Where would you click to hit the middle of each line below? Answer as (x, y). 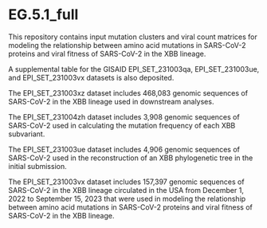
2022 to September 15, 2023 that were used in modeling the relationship (127, 199)
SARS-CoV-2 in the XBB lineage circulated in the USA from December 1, (126, 190)
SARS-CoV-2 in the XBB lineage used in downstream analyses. (111, 101)
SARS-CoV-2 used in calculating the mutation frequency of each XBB (122, 125)
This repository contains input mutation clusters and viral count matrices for (133, 37)
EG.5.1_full (43, 15)
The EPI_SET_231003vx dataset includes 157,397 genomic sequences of (126, 182)
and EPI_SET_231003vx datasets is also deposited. (91, 77)
